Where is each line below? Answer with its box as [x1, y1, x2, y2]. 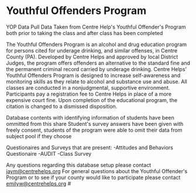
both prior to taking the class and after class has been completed [6, 29, 163, 36]
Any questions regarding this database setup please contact [6, 162, 152, 169]
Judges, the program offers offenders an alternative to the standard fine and [6, 59, 190, 66]
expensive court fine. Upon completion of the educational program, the [6, 96, 177, 103]
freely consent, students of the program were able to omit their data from [6, 127, 183, 134]
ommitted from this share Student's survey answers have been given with [6, 120, 184, 127]
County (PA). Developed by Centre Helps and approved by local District [6, 53, 178, 60]
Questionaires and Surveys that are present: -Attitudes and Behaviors [6, 144, 174, 151]
